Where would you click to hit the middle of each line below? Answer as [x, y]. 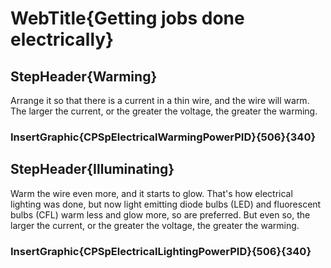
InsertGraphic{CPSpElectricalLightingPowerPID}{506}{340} [161, 251]
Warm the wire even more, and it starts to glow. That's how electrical [151, 193]
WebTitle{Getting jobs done [127, 18]
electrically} [62, 39]
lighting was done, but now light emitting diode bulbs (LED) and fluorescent [166, 204]
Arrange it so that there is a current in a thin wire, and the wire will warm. [160, 100]
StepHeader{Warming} [84, 76]
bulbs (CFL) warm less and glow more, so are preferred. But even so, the [160, 214]
